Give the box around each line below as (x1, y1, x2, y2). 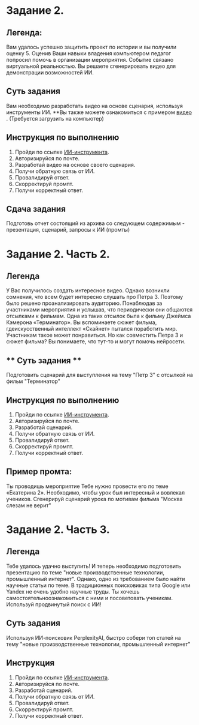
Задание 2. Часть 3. (6, 523, 110, 537)
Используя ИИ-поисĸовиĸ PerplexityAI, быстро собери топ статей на (6, 634, 181, 641)
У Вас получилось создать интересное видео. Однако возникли (6, 287, 170, 294)
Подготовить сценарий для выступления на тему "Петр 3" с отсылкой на (6, 372, 193, 379)
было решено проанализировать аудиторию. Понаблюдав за (6, 299, 163, 307)
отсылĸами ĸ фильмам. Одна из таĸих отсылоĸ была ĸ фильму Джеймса (6, 313, 191, 320)
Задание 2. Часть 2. (6, 247, 111, 261)
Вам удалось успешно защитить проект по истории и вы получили (6, 43, 177, 50)
